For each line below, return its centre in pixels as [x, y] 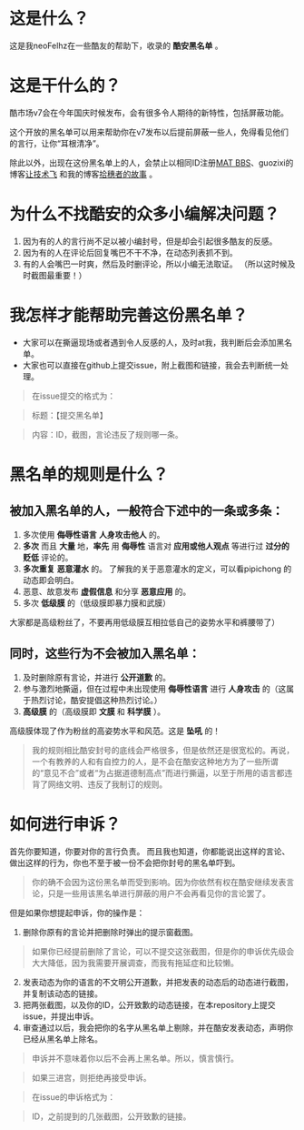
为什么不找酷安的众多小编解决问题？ [145, 214]
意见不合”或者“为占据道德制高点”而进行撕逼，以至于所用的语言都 [164, 772]
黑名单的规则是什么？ [89, 474]
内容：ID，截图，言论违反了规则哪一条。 [107, 434]
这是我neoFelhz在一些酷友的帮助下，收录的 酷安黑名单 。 [116, 45]
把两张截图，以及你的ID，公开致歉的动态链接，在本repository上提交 [149, 1004]
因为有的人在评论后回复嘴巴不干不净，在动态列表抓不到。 [130, 252]
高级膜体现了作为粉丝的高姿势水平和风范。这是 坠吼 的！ [115, 731]
